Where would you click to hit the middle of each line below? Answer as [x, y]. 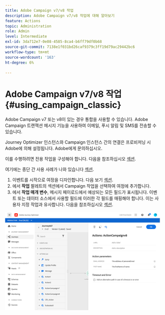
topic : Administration [28, 26]
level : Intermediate [26, 37]
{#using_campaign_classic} [63, 105]
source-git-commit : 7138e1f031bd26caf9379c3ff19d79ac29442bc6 [70, 47]
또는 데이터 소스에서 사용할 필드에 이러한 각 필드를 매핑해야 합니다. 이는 [85, 198]
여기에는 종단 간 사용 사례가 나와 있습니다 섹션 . [50, 169]
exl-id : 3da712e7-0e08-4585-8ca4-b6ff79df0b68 [54, 42]
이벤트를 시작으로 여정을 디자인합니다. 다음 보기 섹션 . [63, 180]
